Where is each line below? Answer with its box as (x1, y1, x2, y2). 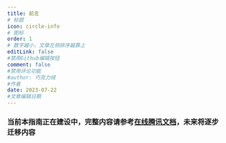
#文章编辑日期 (7, 93, 41, 100)
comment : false (7, 61, 51, 68)
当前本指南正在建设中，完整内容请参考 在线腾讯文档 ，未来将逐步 (7, 117, 219, 126)
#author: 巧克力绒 (7, 74, 56, 81)
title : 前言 (7, 10, 39, 17)
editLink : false (7, 49, 54, 56)
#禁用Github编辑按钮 (7, 55, 60, 62)
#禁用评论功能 (7, 67, 41, 74)
